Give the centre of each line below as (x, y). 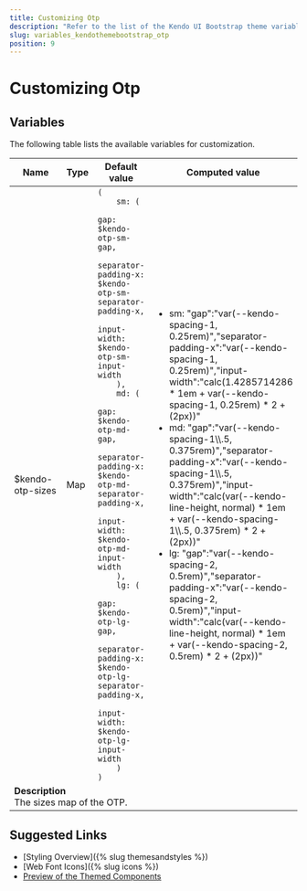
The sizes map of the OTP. (71, 802)
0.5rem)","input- (206, 610)
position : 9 (32, 43)
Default (121, 167)
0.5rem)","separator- (215, 577)
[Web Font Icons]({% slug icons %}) (91, 867)
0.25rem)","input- (208, 371)
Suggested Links (58, 835)
